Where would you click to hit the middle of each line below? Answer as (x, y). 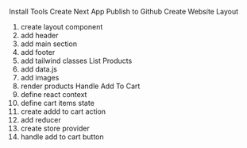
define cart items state (57, 103)
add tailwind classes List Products (76, 60)
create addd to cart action (63, 111)
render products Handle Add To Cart (80, 86)
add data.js (39, 69)
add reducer (41, 120)
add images (40, 78)
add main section (49, 44)
